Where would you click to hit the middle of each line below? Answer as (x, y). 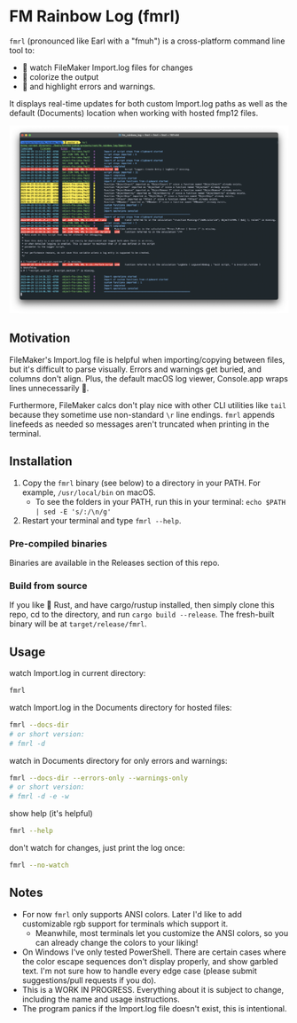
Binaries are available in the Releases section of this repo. (114, 563)
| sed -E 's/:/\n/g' (73, 512)
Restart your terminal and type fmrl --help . (102, 520)
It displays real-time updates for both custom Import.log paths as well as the (148, 103)
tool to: (22, 50)
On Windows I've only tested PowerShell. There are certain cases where (154, 952)
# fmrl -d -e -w (39, 797)
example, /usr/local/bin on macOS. (89, 492)
